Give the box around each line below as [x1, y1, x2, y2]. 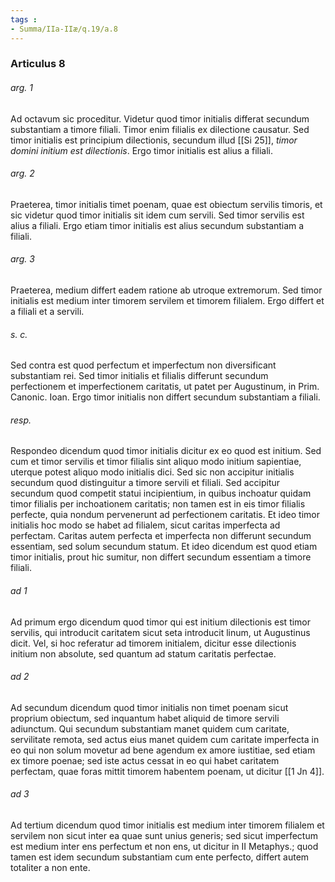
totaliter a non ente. [10, 862, 91, 874]
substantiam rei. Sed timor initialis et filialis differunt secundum [10, 370, 269, 382]
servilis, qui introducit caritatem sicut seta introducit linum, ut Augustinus [10, 626, 311, 638]
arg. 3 [10, 253, 35, 265]
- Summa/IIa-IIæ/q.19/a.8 [10, 24, 118, 34]
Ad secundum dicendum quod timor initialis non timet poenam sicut [10, 701, 289, 713]
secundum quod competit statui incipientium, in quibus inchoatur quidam [10, 487, 312, 500]
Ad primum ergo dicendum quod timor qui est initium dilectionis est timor [10, 616, 312, 628]
